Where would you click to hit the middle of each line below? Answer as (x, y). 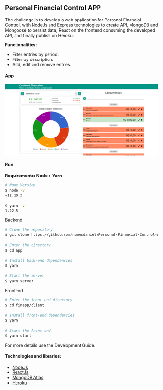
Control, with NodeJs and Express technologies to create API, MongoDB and (81, 25)
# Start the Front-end (28, 331)
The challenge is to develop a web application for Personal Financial (73, 19)
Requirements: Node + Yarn (33, 175)
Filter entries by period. (35, 54)
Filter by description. (33, 59)
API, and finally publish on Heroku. (40, 35)
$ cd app (14, 250)
